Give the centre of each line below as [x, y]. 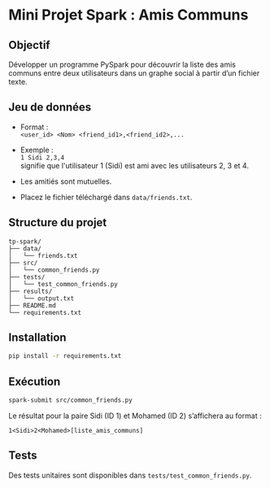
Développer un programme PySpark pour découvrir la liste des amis [122, 64]
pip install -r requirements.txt [65, 356]
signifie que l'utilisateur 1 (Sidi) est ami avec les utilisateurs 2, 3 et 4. [135, 165]
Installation [37, 338]
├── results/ [30, 291]
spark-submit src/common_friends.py [70, 400]
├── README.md [33, 305]
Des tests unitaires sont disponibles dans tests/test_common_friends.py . [130, 475]
